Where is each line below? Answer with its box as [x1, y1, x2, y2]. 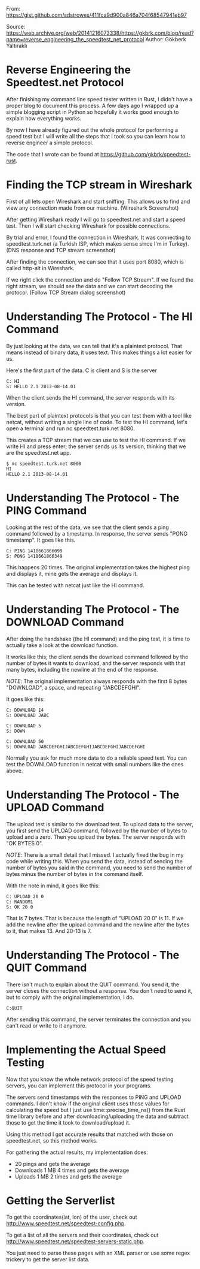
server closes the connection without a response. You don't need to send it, [6, 987, 193, 994]
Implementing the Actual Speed [6, 1043, 166, 1056]
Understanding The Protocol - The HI [6, 310, 193, 324]
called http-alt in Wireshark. [6, 264, 75, 271]
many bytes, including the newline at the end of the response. [6, 666, 158, 673]
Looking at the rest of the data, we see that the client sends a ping [6, 524, 169, 531]
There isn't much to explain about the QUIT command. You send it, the [6, 981, 180, 988]
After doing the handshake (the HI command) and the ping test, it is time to [6, 635, 190, 642]
